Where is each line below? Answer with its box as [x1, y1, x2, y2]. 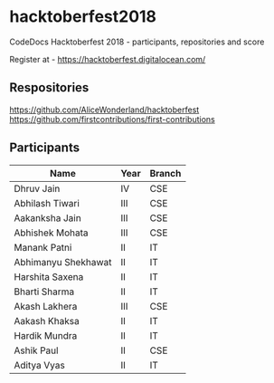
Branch [149, 167, 182, 179]
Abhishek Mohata [14, 226, 89, 239]
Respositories [9, 80, 90, 96]
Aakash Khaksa [14, 314, 80, 327]
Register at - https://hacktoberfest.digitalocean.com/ [9, 53, 206, 64]
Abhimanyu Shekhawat [14, 255, 112, 268]
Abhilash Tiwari [14, 196, 80, 209]
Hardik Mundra [14, 329, 78, 341]
